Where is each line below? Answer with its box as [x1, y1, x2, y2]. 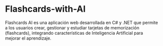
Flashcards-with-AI [5, 3, 86, 15]
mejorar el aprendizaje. [5, 35, 52, 41]
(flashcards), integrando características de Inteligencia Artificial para [5, 30, 143, 36]
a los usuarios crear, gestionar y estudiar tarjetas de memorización [5, 24, 140, 30]
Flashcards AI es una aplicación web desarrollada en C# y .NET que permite [5, 20, 158, 25]
